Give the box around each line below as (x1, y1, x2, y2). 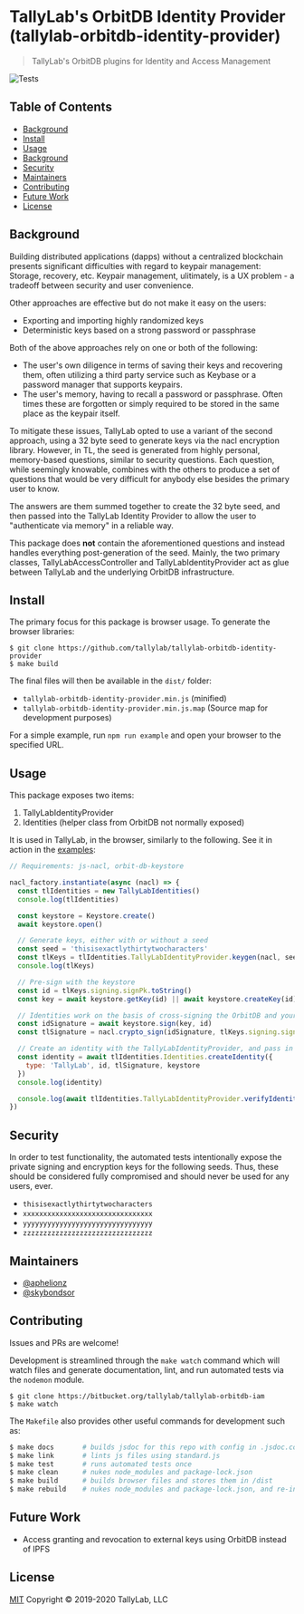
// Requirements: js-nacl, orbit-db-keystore (9, 862, 184, 871)
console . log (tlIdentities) (17, 894, 119, 904)
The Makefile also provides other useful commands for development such (9, 1416, 285, 1426)
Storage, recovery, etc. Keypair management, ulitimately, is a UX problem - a (9, 270, 295, 281)
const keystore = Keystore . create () (17, 911, 156, 921)
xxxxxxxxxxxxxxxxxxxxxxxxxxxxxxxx (22, 1210, 153, 1219)
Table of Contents (9, 100, 113, 115)
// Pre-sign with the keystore (17, 977, 136, 987)
